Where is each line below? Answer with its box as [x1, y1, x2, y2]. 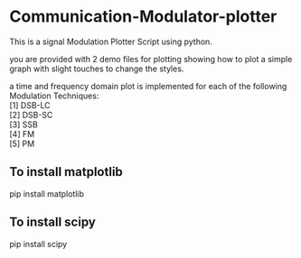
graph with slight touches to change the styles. [9, 63, 184, 74]
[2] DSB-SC [9, 109, 53, 120]
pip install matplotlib [9, 188, 84, 199]
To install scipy [9, 215, 97, 230]
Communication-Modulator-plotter [9, 6, 277, 27]
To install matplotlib [9, 164, 124, 180]
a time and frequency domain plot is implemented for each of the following [9, 80, 287, 91]
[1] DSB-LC [9, 99, 52, 110]
